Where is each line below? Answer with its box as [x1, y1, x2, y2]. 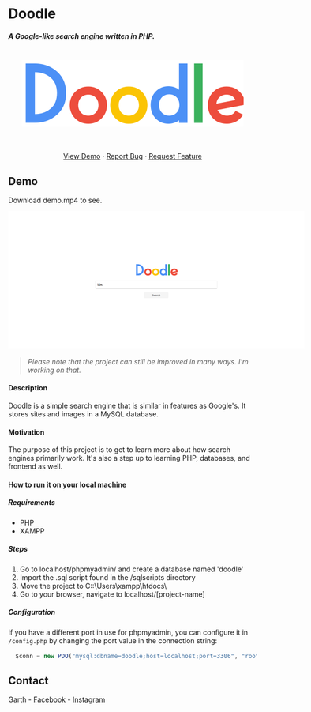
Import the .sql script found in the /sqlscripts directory [19, 572, 196, 582]
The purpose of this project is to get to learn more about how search [8, 445, 231, 454]
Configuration [8, 608, 56, 617]
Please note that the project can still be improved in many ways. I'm [27, 356, 249, 366]
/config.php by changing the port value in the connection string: [8, 635, 218, 645]
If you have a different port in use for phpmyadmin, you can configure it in [8, 627, 249, 637]
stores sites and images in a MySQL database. [8, 409, 159, 419]
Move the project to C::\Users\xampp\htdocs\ [19, 581, 167, 590]
